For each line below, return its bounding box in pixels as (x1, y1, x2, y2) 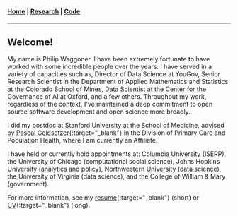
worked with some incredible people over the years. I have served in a (7, 62, 212, 71)
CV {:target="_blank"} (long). (7, 201, 91, 210)
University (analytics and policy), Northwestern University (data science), (7, 164, 222, 174)
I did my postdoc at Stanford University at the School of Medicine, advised (7, 121, 225, 130)
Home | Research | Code (7, 7, 81, 16)
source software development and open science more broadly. (7, 107, 191, 116)
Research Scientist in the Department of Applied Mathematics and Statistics (7, 78, 229, 86)
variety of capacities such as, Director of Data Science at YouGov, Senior (7, 70, 221, 78)
